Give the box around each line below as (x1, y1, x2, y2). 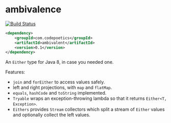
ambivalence (5, 4, 61, 15)
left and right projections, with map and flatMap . (12, 84, 112, 91)
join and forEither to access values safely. (12, 79, 105, 85)
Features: (5, 69, 26, 75)
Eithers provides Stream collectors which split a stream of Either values (12, 107, 165, 113)
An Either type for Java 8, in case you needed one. (5, 59, 114, 65)
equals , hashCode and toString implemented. (12, 90, 106, 96)
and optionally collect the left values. (12, 112, 91, 118)
